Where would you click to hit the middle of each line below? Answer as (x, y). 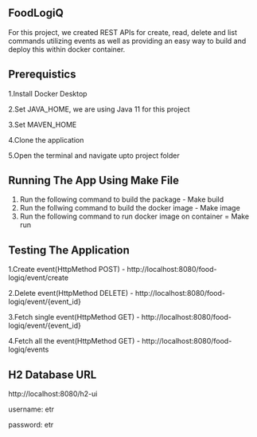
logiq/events (29, 349)
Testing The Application (69, 250)
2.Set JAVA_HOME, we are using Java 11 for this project (99, 109)
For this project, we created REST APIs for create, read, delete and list (123, 32)
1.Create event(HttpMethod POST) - (67, 270)
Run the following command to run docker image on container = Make (134, 217)
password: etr (31, 425)
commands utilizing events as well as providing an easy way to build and (127, 41)
